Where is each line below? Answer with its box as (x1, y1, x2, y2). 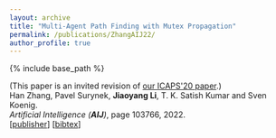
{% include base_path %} (9, 63, 105, 74)
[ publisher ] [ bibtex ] (9, 119, 81, 130)
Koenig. (9, 100, 38, 111)
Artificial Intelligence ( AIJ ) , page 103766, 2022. (9, 109, 186, 120)
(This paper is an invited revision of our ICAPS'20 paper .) (9, 80, 222, 91)
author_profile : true (9, 38, 91, 48)
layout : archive (9, 13, 71, 23)
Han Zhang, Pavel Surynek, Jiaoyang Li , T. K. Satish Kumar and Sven (9, 90, 267, 101)
